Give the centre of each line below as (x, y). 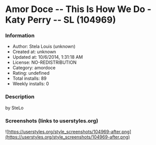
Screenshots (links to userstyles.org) (52, 120)
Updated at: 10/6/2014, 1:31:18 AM (48, 57)
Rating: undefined (31, 73)
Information (20, 36)
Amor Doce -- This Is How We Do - (79, 9)
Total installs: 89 (29, 78)
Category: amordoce (34, 68)
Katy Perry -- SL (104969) (61, 20)
